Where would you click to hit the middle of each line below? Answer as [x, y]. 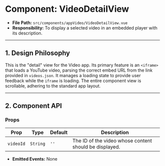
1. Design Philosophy [38, 53]
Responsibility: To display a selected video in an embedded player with [85, 28]
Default [59, 133]
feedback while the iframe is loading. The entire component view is [73, 81]
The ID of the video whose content [112, 141]
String [38, 144]
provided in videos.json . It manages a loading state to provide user [73, 75]
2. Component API [34, 106]
